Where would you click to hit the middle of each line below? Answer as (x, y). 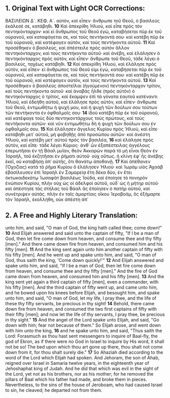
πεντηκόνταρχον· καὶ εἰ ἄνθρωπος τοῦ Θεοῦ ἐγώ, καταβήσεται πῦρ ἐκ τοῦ (84, 31)
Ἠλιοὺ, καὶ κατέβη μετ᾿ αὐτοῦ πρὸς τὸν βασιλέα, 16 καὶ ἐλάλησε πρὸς (79, 140)
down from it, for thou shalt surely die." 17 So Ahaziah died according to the (84, 352)
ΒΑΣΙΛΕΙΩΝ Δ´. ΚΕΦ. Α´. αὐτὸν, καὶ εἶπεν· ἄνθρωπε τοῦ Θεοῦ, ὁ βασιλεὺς (82, 20)
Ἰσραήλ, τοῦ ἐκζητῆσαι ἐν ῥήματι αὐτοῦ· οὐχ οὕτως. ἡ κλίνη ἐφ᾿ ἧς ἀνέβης (84, 156)
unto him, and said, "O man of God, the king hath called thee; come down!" (84, 228)
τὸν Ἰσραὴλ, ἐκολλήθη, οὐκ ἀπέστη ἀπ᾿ (47, 199)
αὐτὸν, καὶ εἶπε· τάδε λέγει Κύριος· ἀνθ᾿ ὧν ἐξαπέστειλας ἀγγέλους (78, 145)
